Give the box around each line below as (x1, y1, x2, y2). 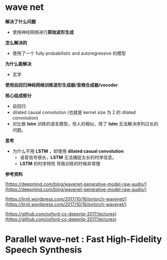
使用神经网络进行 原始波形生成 (12, 29, 74, 35)
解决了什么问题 (5, 18, 36, 24)
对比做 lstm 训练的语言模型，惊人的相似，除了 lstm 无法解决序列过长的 (12, 121, 159, 127)
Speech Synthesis (5, 244, 82, 256)
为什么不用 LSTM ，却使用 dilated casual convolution (12, 148, 124, 154)
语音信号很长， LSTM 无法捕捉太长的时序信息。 (19, 154, 117, 160)
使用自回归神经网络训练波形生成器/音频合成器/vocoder (5, 82, 118, 88)
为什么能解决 (5, 61, 31, 67)
